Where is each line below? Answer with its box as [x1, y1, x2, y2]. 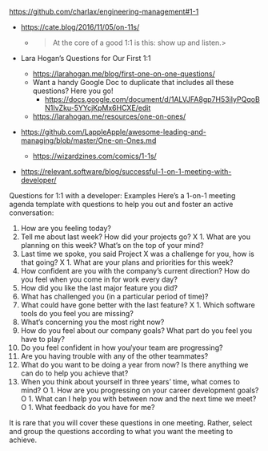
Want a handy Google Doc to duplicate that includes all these [32, 78, 234, 87]
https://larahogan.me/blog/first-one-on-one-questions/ [32, 69, 215, 79]
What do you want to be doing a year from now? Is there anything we [20, 360, 249, 369]
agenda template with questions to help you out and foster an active [9, 200, 234, 209]
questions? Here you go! [32, 86, 114, 95]
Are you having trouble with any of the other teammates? [20, 351, 209, 360]
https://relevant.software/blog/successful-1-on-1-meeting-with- [20, 167, 232, 176]
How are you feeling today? [20, 224, 111, 233]
